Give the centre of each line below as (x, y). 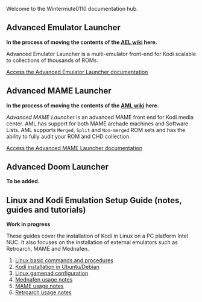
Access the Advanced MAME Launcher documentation (74, 148)
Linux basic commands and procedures (64, 260)
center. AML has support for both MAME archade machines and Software (97, 124)
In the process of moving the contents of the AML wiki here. (83, 105)
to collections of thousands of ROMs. (52, 60)
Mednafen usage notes (44, 280)
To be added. (23, 181)
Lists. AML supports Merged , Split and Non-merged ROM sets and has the (96, 130)
